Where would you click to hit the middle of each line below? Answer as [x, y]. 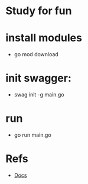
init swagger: [38, 78]
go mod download [36, 54]
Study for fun [39, 11]
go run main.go [32, 135]
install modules [44, 38]
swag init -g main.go [39, 95]
